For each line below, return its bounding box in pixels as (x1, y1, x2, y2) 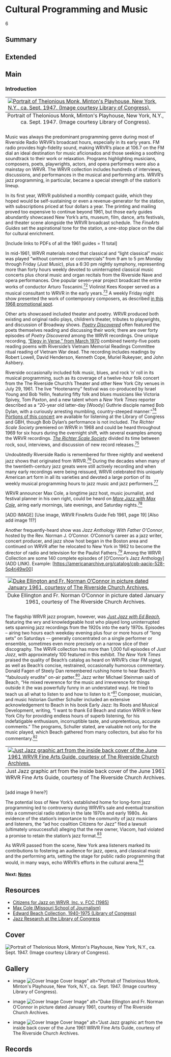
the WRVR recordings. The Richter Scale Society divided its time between (5, 435, 160, 441)
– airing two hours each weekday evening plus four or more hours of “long (5, 629, 161, 636)
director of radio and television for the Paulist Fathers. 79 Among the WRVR (5, 549, 161, 556)
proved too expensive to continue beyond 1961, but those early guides (5, 209, 153, 215)
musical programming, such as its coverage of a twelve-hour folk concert (5, 375, 159, 381)
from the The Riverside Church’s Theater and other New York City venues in (5, 380, 164, 386)
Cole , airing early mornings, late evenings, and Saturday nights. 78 (5, 501, 142, 508)
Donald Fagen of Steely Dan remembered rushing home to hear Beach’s (5, 668, 156, 674)
